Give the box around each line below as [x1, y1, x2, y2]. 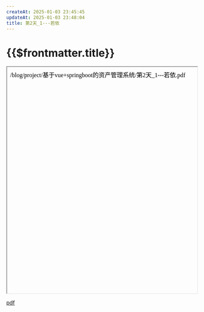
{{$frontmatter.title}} [6, 46, 115, 60]
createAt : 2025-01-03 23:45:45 [6, 8, 85, 15]
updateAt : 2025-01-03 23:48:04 [6, 14, 85, 21]
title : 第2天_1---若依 [6, 20, 60, 26]
